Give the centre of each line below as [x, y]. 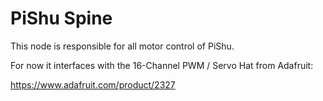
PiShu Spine [61, 18]
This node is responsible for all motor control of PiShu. [122, 46]
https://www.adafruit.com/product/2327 [93, 84]
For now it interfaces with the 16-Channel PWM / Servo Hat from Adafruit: [162, 65]
